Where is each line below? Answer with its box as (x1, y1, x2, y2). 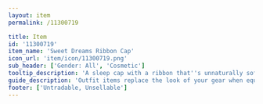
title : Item (8, 33, 47, 41)
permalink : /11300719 (8, 19, 79, 27)
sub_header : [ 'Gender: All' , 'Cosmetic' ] (8, 62, 146, 70)
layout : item (8, 11, 51, 20)
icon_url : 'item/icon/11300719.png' (8, 55, 128, 63)
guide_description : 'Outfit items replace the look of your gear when (8, 76, 243, 84)
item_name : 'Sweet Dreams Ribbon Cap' (8, 48, 135, 56)
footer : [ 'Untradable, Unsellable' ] (8, 84, 128, 91)
